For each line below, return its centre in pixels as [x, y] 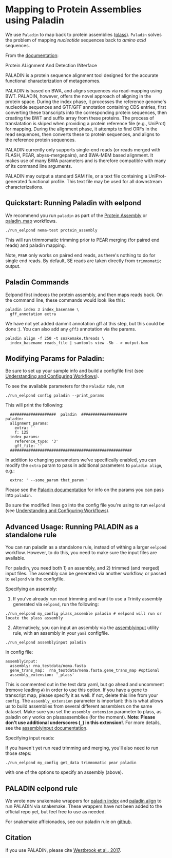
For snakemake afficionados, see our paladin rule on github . [69, 822]
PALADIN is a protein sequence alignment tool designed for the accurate [82, 75]
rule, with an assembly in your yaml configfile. [61, 633]
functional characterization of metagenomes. [53, 81]
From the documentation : [32, 55]
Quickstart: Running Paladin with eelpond [73, 203]
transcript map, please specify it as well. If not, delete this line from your [82, 695]
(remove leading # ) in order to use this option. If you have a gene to [77, 690]
